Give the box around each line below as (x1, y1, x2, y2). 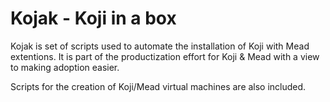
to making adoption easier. (10, 61, 120, 73)
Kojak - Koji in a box (10, 7, 177, 30)
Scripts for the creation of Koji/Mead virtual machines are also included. (10, 80, 307, 92)
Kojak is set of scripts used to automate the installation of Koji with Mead (10, 40, 310, 52)
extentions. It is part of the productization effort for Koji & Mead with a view (10, 50, 320, 62)
